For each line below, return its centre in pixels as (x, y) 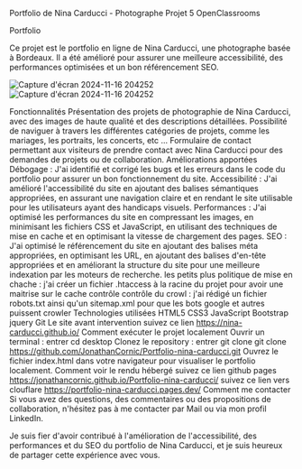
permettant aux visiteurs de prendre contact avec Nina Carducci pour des (146, 150)
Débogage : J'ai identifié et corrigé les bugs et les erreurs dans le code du (147, 169)
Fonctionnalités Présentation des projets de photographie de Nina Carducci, (150, 111)
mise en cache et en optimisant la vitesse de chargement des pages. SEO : (148, 236)
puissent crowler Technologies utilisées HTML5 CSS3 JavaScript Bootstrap (149, 313)
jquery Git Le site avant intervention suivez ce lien (102, 322)
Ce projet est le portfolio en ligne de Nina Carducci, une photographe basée (150, 48)
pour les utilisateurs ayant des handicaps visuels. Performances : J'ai (138, 207)
